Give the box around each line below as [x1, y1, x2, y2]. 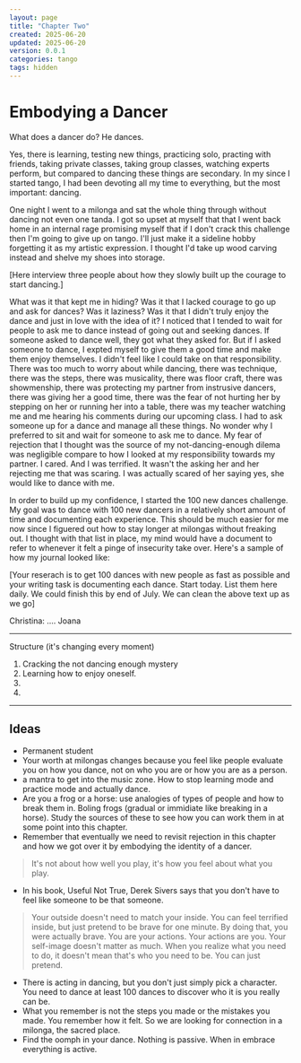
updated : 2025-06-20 [9, 38, 87, 48]
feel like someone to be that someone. [21, 894, 164, 905]
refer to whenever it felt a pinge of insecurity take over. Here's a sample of [9, 542, 284, 553]
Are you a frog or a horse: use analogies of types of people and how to [21, 793, 284, 804]
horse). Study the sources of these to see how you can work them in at [21, 812, 285, 823]
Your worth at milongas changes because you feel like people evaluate [21, 754, 284, 765]
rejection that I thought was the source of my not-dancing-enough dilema [9, 439, 280, 449]
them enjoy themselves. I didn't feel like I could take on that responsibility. [9, 353, 282, 364]
